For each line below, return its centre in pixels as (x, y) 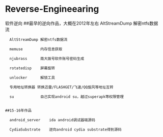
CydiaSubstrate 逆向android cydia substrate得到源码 (66, 129)
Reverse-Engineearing (52, 9)
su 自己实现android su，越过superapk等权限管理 (67, 97)
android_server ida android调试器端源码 (53, 120)
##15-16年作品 (18, 110)
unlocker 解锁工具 (32, 78)
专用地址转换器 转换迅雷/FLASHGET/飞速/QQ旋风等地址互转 (62, 87)
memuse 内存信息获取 (36, 49)
